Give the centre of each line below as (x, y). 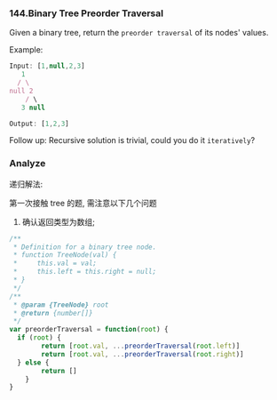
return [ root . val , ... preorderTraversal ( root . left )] (141, 346)
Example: (26, 50)
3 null (33, 108)
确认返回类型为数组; (59, 221)
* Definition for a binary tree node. (85, 247)
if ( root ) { (40, 338)
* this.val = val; (55, 264)
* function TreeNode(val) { (65, 255)
